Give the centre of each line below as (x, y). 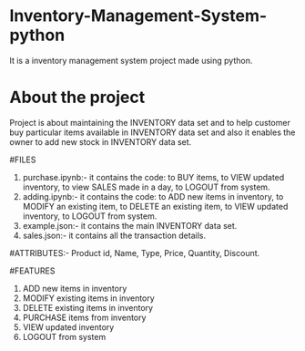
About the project (77, 98)
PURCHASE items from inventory (84, 317)
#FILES (23, 160)
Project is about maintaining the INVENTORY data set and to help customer (150, 122)
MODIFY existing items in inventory (88, 298)
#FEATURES (32, 271)
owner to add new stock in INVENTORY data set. (101, 141)
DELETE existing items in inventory (87, 307)
